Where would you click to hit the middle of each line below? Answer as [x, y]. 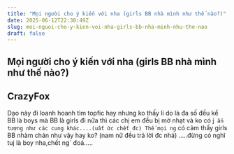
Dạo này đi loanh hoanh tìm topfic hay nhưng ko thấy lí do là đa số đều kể [113, 113]
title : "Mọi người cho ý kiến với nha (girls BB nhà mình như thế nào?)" [117, 14]
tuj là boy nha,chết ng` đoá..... [50, 143]
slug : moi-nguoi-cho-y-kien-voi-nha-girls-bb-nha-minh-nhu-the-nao [108, 27]
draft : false [26, 33]
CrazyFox [29, 96]
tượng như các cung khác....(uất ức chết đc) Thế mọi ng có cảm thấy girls [117, 128]
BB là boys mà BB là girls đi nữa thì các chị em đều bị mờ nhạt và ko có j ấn [116, 120]
